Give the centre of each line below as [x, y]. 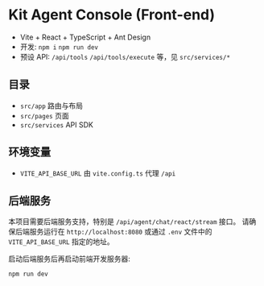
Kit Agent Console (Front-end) [112, 15]
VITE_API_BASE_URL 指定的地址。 [61, 242]
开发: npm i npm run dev [59, 47]
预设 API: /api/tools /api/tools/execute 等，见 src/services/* [125, 56]
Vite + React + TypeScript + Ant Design [85, 37]
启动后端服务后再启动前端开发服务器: [70, 259]
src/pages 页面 [45, 115]
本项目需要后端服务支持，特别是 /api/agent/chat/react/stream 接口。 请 [129, 222]
